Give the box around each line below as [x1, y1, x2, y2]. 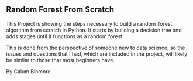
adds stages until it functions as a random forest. [6, 32, 124, 40]
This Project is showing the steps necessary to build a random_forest [6, 20, 173, 27]
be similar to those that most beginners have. [6, 56, 115, 63]
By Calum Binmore [6, 67, 51, 75]
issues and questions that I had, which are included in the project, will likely [6, 50, 188, 58]
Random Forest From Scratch [6, 5, 115, 15]
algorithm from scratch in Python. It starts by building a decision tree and [6, 26, 182, 33]
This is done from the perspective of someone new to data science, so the [6, 44, 185, 51]
